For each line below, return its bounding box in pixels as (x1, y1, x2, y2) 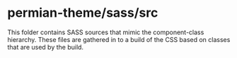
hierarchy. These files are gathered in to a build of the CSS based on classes (7, 35, 231, 43)
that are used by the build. (7, 43, 83, 51)
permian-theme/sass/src (7, 5, 158, 21)
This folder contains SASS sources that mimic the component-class (7, 28, 204, 36)
